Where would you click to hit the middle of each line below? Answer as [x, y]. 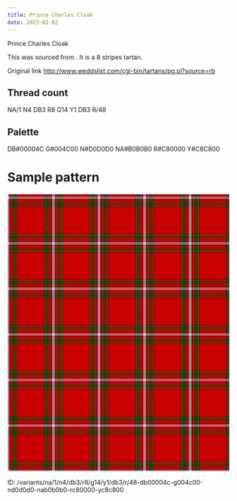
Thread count [38, 93]
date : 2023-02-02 [33, 22]
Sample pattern [54, 177]
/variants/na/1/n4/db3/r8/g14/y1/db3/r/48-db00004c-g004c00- [110, 483]
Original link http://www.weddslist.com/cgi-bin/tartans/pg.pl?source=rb [111, 71]
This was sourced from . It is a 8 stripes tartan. [75, 57]
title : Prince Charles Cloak [50, 15]
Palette [23, 132]
